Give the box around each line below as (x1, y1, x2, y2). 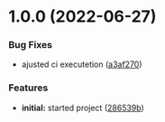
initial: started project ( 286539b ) (21, 102, 145, 113)
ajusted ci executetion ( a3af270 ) (21, 59, 142, 70)
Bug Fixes (8, 39, 53, 52)
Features (8, 81, 49, 94)
